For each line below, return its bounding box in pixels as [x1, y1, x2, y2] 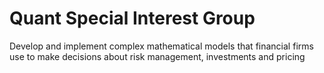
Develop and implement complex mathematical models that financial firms [9, 40, 314, 52]
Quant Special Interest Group [9, 7, 256, 30]
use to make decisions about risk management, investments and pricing [9, 50, 306, 62]
